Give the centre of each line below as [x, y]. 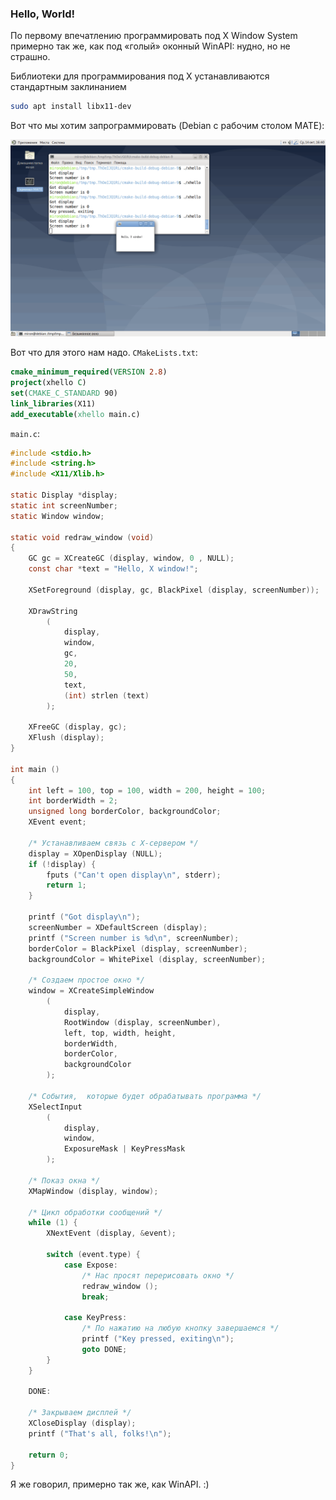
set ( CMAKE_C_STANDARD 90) [64, 393]
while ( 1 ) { [53, 1223]
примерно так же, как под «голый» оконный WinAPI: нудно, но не [150, 46]
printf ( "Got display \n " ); [84, 917]
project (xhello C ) [48, 383]
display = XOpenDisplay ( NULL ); [95, 853]
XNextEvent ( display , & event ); [111, 1233]
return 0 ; [49, 1455]
